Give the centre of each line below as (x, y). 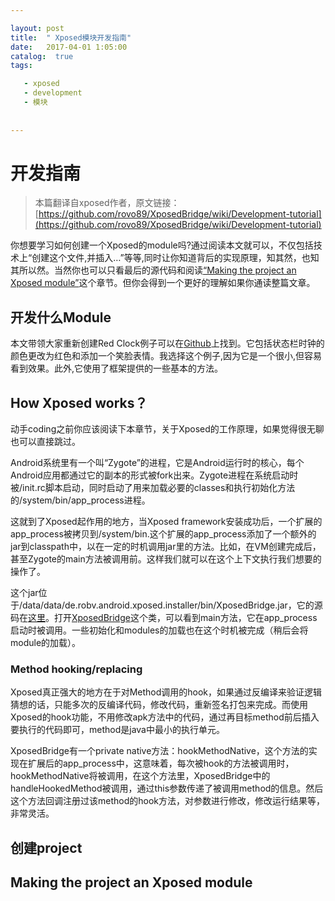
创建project (46, 847)
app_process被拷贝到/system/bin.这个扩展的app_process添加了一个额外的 (163, 534)
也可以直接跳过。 (45, 442)
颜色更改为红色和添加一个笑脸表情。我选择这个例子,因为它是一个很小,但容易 (166, 356)
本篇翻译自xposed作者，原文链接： (107, 203)
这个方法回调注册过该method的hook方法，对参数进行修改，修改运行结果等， (168, 801)
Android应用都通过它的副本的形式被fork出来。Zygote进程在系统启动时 (154, 475)
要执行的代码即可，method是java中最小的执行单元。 (117, 730)
